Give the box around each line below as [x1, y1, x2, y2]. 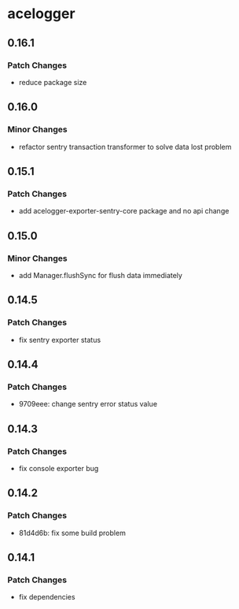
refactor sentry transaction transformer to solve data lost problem [18, 142, 232, 151]
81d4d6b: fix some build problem [18, 528, 127, 537]
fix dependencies [18, 592, 75, 602]
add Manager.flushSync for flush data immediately [18, 270, 182, 280]
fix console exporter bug [18, 464, 99, 473]
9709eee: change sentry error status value [18, 399, 158, 409]
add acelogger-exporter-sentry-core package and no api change [18, 206, 230, 216]
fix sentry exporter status [18, 335, 101, 344]
